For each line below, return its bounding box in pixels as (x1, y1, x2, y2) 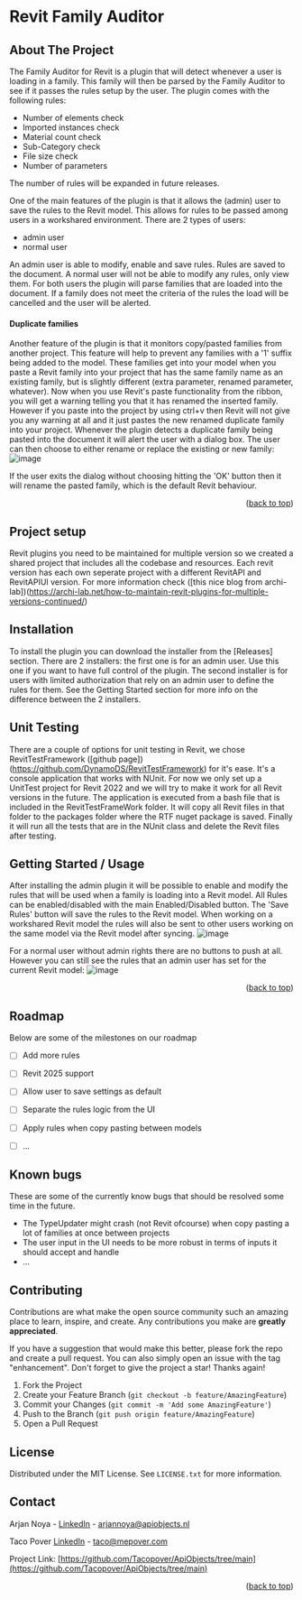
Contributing (9, 1282, 83, 1298)
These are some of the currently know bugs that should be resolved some (9, 1191, 284, 1202)
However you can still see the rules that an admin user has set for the (9, 955, 267, 966)
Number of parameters (22, 161, 108, 171)
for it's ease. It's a (208, 763, 276, 773)
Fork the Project (22, 1380, 83, 1391)
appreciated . (9, 1326, 59, 1336)
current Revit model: (9, 965, 86, 976)
